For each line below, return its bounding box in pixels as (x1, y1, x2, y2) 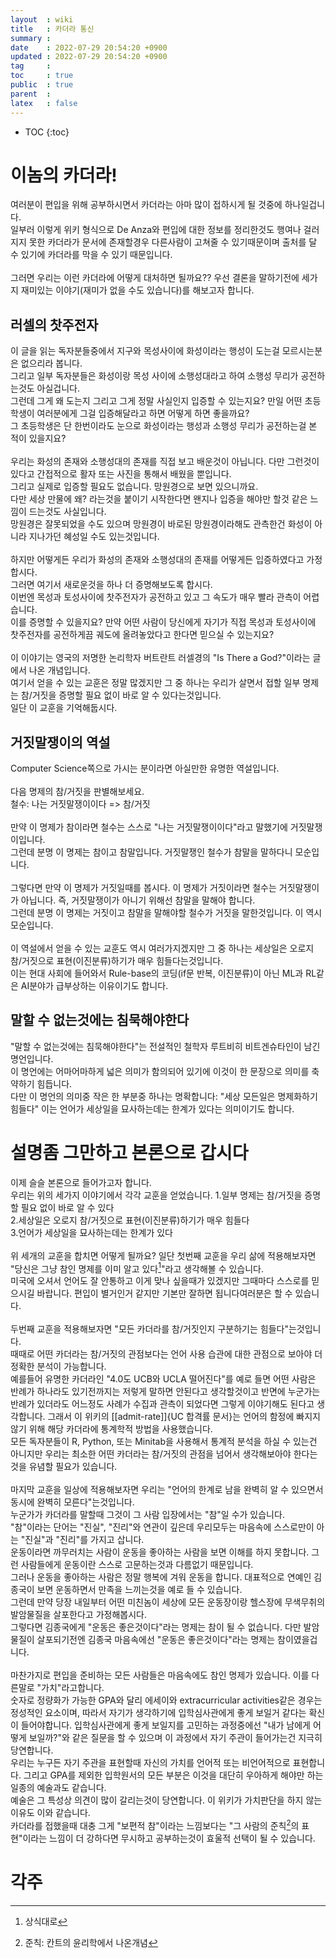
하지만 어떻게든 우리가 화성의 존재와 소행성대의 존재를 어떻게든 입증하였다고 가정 (10, 554, 323, 566)
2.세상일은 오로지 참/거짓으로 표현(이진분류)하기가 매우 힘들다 (10, 1214, 250, 1226)
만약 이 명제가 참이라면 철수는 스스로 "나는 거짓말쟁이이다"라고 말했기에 (10, 821, 288, 833)
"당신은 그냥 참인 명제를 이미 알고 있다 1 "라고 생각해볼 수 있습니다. (10, 1261, 265, 1275)
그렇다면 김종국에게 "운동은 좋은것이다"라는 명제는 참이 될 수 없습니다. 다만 (10, 1621, 302, 1633)
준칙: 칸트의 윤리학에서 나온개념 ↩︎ (24, 1937, 158, 1949)
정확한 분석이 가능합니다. (10, 1361, 107, 1373)
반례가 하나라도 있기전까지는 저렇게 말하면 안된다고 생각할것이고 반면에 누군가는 (10, 1386, 321, 1398)
